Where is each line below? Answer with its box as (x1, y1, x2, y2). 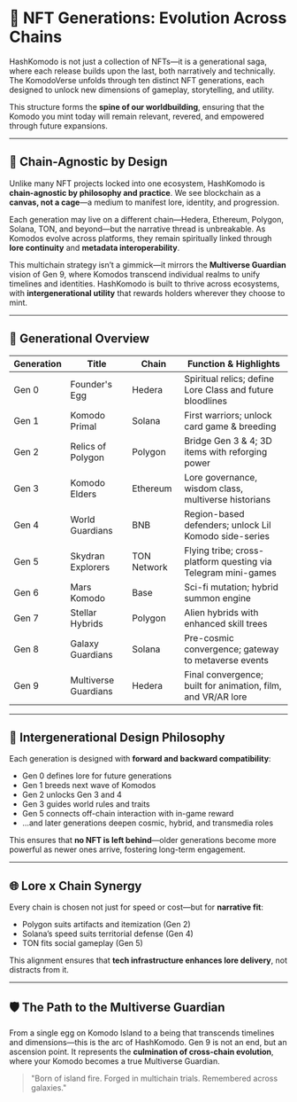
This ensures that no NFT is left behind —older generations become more (9, 835, 277, 846)
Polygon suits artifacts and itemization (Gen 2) (21, 919, 192, 930)
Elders (70, 488, 97, 500)
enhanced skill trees (184, 617, 268, 629)
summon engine (184, 591, 252, 604)
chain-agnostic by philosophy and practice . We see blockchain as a (9, 187, 261, 198)
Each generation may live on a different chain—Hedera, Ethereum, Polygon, (9, 214, 285, 224)
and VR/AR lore (184, 691, 247, 703)
